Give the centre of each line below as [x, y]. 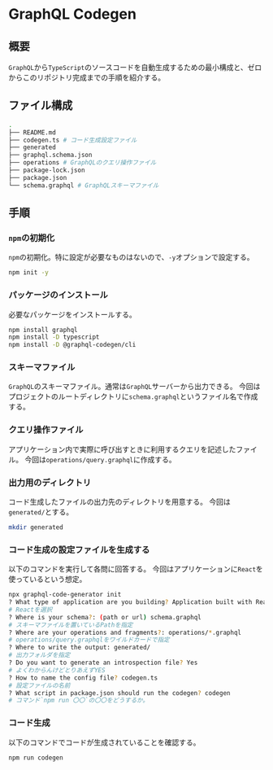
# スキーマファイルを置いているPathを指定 [71, 625]
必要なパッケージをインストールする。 [72, 314]
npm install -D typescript [54, 337]
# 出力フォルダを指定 [39, 655]
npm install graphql [43, 330]
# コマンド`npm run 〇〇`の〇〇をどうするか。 [78, 701]
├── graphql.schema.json [50, 155]
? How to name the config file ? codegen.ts [83, 678]
